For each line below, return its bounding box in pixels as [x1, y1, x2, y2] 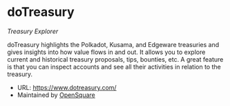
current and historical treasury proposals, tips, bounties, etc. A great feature [7, 55, 224, 63]
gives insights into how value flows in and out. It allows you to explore [7, 48, 206, 56]
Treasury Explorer [7, 27, 59, 35]
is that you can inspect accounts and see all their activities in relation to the [7, 62, 221, 71]
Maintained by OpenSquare [17, 91, 95, 99]
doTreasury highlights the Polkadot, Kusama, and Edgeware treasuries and [7, 40, 220, 48]
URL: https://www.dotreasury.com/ [17, 83, 117, 91]
